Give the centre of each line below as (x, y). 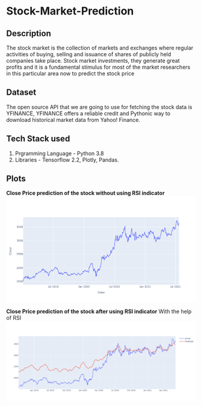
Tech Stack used (38, 139)
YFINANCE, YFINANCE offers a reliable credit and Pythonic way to (88, 113)
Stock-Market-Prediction (70, 11)
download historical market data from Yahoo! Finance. (73, 119)
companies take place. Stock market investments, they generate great (93, 61)
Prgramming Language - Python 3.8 (59, 153)
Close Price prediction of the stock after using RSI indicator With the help (99, 311)
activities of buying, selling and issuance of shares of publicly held (89, 54)
